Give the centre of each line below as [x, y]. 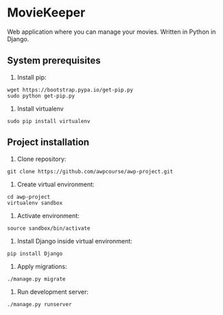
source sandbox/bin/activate [49, 228]
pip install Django [35, 253]
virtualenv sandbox [35, 203]
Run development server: [53, 292]
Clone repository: [42, 159]
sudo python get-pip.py [41, 96]
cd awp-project [29, 197]
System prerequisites [54, 61]
